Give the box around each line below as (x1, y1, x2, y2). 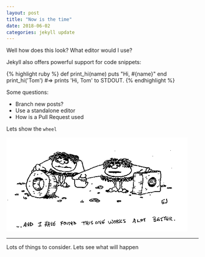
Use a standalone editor (15, 107, 76, 114)
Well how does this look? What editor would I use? (6, 46, 132, 54)
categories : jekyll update (6, 29, 75, 35)
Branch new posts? (15, 101, 64, 108)
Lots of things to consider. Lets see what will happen (6, 244, 139, 251)
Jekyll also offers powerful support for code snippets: (6, 59, 142, 66)
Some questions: (6, 89, 49, 96)
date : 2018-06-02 (6, 23, 51, 29)
